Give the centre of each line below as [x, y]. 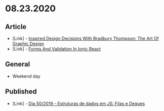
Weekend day [26, 76]
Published [21, 92]
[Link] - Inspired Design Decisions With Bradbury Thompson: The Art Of [85, 38]
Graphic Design [28, 44]
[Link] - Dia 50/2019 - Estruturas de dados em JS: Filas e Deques [79, 103]
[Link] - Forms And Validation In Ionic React [57, 49]
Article [16, 27]
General [18, 64]
